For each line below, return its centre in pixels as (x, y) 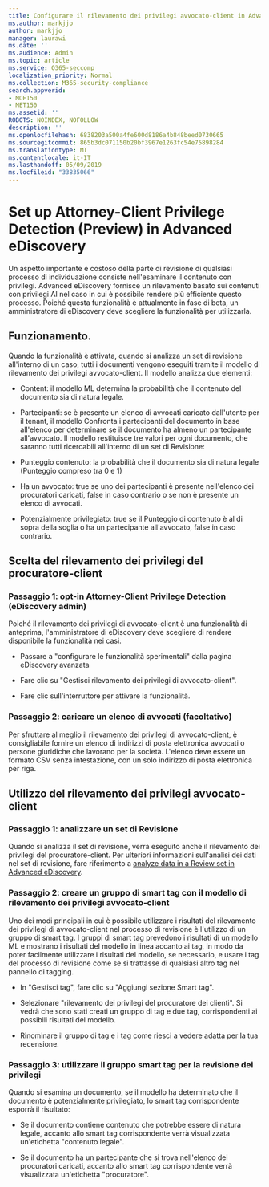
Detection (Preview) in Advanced (120, 229)
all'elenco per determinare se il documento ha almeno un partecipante (136, 429)
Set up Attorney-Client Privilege (117, 212)
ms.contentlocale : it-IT (50, 157)
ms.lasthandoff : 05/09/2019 (55, 165)
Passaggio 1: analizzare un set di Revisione (93, 829)
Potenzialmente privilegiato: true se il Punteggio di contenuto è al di (131, 518)
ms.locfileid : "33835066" (51, 173)
